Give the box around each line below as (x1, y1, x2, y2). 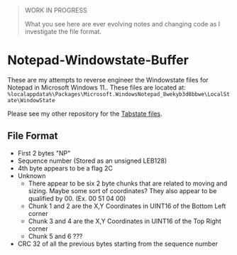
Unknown (17, 171, 46, 180)
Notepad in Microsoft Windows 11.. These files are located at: (7, 83, 186, 92)
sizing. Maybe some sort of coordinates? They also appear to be (28, 186, 217, 195)
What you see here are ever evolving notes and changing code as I (24, 20, 221, 28)
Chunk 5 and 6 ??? (28, 232, 83, 240)
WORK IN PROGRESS (24, 6, 87, 14)
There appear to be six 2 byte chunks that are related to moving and (28, 179, 228, 188)
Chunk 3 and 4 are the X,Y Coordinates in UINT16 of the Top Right (28, 217, 221, 225)
